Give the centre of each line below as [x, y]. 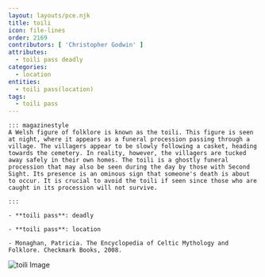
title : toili [30, 23]
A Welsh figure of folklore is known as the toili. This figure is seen [131, 133]
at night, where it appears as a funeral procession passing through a [129, 139]
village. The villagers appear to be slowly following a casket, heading [133, 146]
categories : [28, 67]
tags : [17, 97]
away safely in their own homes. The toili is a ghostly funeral [118, 160]
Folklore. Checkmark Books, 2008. [65, 250]
